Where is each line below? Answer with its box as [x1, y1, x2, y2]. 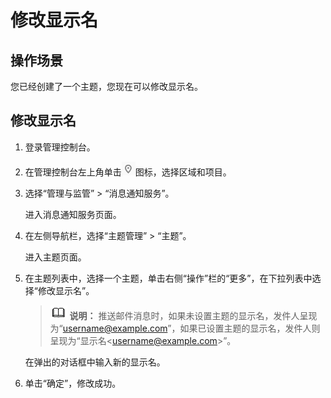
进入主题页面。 [24, 251, 87, 263]
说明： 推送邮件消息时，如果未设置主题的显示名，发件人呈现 [69, 309, 318, 321]
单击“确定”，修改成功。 [24, 377, 122, 389]
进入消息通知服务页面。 [24, 208, 122, 220]
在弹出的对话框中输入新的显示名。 [24, 356, 166, 368]
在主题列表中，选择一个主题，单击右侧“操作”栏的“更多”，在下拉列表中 [24, 272, 313, 284]
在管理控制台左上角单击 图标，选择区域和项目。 [24, 166, 232, 178]
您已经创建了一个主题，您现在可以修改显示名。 [10, 81, 203, 92]
